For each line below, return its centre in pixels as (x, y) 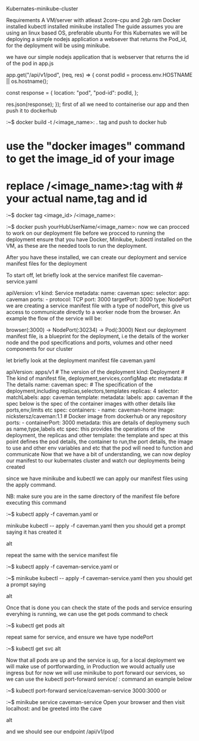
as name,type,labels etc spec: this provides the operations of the (86, 429)
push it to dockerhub (32, 110)
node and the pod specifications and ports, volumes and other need (89, 343)
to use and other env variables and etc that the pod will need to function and (99, 448)
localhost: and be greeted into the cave (54, 709)
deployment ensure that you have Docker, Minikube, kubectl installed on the (99, 239)
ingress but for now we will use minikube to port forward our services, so (96, 673)
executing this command (36, 503)
